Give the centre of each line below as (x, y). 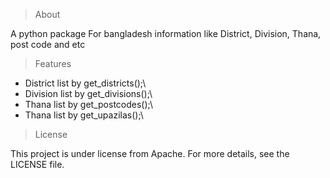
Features (53, 63)
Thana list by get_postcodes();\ (88, 104)
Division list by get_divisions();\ (88, 93)
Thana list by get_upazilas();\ (84, 115)
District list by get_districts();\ (85, 83)
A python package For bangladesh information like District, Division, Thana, (166, 33)
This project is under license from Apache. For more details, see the (150, 153)
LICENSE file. (37, 164)
